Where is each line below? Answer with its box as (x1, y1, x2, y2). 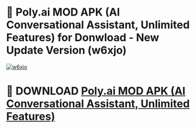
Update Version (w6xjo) (6, 44, 127, 57)
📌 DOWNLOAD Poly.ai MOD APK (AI (6, 84, 186, 98)
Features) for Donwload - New (6, 31, 159, 44)
